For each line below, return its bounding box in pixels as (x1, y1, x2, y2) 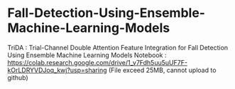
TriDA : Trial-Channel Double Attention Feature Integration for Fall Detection (7, 43, 229, 52)
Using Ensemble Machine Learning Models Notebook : (7, 51, 167, 59)
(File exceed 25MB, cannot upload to (108, 66, 217, 74)
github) (7, 73, 28, 82)
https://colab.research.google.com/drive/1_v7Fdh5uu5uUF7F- (7, 58, 188, 66)
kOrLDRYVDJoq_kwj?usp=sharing (7, 66, 108, 74)
